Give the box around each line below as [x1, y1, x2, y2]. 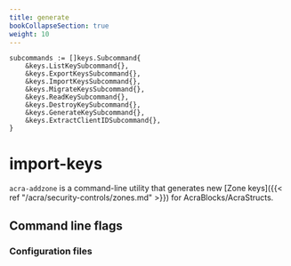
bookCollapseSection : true [9, 21, 109, 30]
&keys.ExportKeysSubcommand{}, [25, 69, 141, 78]
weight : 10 [9, 29, 50, 38]
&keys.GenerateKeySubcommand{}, [25, 109, 145, 117]
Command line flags [9, 218, 123, 233]
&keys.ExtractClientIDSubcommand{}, [25, 117, 162, 125]
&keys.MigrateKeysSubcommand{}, [25, 85, 145, 94]
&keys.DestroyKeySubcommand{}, [25, 101, 141, 109]
